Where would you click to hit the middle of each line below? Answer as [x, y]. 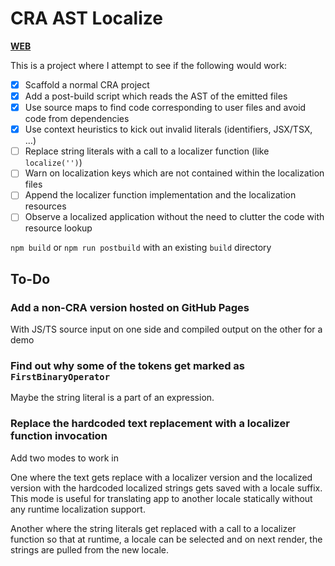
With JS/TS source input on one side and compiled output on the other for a [166, 329]
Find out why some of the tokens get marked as [127, 366]
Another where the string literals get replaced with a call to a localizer [153, 528]
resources [45, 206]
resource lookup [58, 228]
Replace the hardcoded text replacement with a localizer [150, 424]
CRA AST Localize [86, 18]
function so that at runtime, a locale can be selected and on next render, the [166, 539]
